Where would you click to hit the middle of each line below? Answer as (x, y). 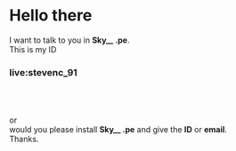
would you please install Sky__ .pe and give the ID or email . (118, 130)
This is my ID (33, 49)
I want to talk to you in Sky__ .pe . (69, 40)
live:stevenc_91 (43, 72)
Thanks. (24, 139)
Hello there (51, 16)
